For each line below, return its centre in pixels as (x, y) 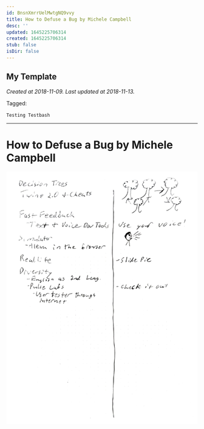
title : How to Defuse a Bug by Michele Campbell (69, 19)
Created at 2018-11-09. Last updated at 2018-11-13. (70, 91)
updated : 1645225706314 (36, 32)
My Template (32, 77)
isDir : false (23, 52)
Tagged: (17, 103)
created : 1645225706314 (36, 39)
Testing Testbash (28, 115)
